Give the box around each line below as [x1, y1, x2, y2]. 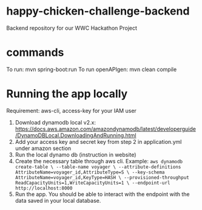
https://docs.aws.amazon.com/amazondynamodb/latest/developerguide [15, 125, 196, 132]
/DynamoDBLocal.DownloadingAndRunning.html [15, 132, 136, 139]
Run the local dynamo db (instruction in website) [15, 151, 136, 158]
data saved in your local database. [15, 197, 101, 204]
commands [6, 46, 64, 59]
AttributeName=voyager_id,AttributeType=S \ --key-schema [15, 169, 165, 175]
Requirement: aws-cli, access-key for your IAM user [6, 107, 136, 114]
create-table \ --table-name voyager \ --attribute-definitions [15, 164, 181, 170]
